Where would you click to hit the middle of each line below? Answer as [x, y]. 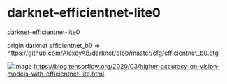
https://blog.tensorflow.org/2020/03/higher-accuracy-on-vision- [127, 66]
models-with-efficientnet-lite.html [56, 74]
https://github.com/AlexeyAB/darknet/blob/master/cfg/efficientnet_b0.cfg [113, 53]
